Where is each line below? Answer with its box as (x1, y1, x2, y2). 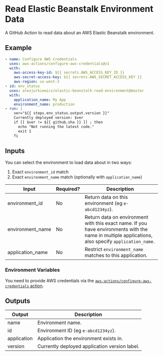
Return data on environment (84, 214, 148, 221)
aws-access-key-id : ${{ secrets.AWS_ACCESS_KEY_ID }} (14, 70, 125, 75)
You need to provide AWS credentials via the (5, 277, 94, 283)
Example (5, 44, 32, 52)
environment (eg (84, 200, 123, 207)
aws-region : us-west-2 (14, 79, 60, 84)
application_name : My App (14, 97, 66, 102)
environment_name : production (14, 102, 75, 107)
